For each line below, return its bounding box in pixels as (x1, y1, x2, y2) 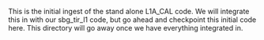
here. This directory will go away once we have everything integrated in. (8, 24, 243, 32)
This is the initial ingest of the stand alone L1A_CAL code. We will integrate (8, 7, 250, 16)
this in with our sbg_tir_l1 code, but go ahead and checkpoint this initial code (8, 15, 257, 24)
